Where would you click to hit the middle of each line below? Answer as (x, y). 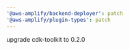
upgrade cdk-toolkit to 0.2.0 (46, 39)
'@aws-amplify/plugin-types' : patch (58, 20)
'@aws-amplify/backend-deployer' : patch (65, 13)
